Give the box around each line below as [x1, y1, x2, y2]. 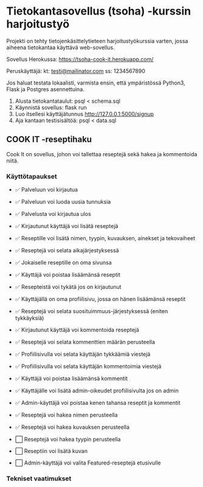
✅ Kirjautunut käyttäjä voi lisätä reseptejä [15, 223, 119, 230]
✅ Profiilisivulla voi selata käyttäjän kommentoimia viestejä [15, 363, 162, 370]
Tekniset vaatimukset [6, 474, 72, 483]
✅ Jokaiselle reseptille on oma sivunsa [15, 259, 112, 266]
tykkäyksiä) [15, 314, 44, 322]
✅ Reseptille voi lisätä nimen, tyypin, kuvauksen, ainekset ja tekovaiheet [15, 235, 196, 242]
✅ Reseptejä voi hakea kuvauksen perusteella [15, 424, 129, 431]
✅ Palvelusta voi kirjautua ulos [15, 210, 91, 218]
